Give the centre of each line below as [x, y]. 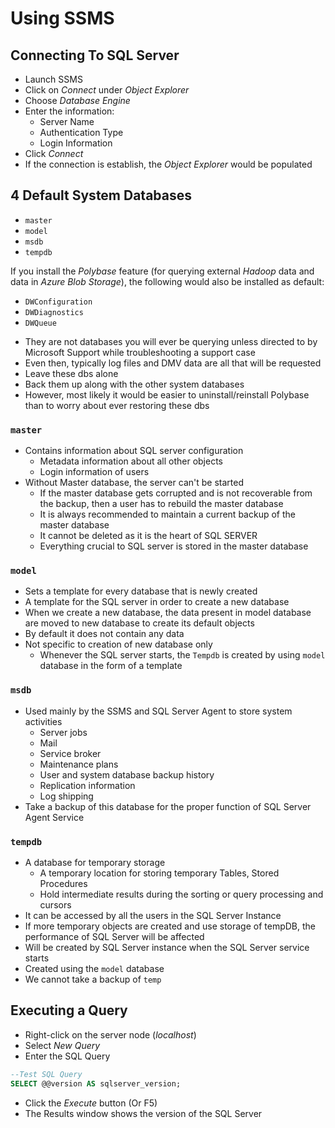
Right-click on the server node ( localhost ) [110, 1034]
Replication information [87, 785]
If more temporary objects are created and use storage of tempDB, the [170, 926]
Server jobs [63, 732]
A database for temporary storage [95, 862]
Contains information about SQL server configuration [134, 451]
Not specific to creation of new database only [118, 644]
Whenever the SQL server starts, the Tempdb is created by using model [182, 655]
